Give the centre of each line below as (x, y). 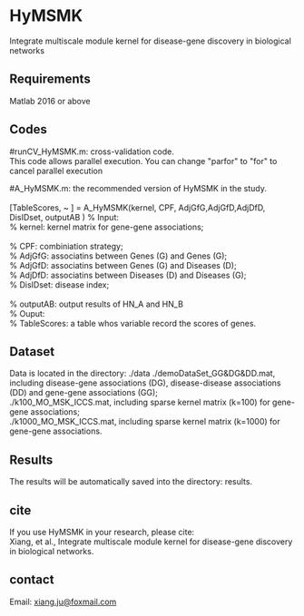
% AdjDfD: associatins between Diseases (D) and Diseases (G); (128, 275)
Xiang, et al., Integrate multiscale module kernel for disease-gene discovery (151, 542)
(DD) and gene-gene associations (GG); (84, 393)
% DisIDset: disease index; (59, 284)
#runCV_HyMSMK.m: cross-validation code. (92, 152)
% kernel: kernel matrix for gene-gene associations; (107, 227)
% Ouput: (27, 313)
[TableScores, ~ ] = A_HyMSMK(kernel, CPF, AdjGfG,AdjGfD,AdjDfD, (137, 207)
